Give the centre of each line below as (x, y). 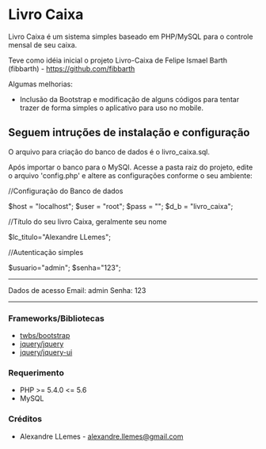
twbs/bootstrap (45, 336)
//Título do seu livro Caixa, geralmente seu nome (88, 221)
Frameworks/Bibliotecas (56, 318)
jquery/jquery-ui (46, 352)
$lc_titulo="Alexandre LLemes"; (59, 237)
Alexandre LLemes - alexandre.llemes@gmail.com (101, 436)
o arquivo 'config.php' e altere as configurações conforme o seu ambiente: (131, 175)
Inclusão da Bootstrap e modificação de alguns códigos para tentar (129, 99)
